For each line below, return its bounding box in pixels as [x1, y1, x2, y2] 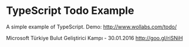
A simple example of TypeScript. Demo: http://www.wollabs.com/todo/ [6, 23, 177, 30]
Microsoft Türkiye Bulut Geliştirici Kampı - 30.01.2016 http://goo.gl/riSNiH [6, 34, 183, 41]
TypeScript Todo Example [6, 4, 134, 17]
